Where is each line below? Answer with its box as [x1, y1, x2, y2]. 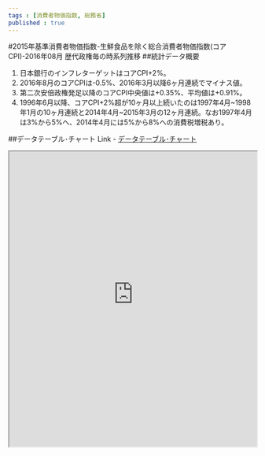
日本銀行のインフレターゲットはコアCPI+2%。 [19, 68, 171, 77]
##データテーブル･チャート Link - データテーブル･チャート [8, 134, 197, 143]
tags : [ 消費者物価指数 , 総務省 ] [8, 11, 106, 20]
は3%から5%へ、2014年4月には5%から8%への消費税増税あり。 [19, 117, 229, 127]
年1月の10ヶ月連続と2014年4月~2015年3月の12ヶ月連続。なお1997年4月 [19, 107, 252, 117]
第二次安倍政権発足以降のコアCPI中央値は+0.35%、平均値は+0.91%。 [19, 87, 247, 97]
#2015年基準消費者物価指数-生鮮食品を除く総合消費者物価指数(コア [8, 41, 226, 51]
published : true [8, 19, 65, 27]
